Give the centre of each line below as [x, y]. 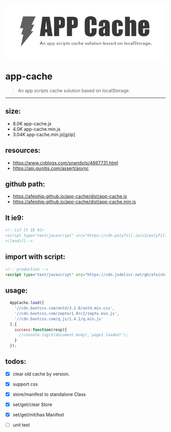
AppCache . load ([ [27, 303]
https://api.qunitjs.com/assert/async [51, 168]
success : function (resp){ [41, 330]
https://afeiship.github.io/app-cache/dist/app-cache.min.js [74, 202]
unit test [21, 425]
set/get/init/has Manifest [38, 415]
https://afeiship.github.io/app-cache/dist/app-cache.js [70, 196]
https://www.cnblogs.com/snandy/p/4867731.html [65, 163]
